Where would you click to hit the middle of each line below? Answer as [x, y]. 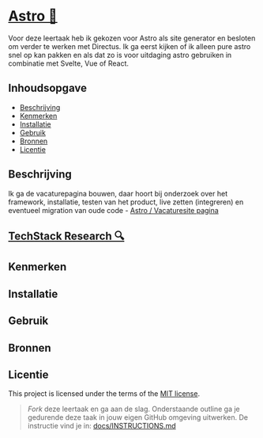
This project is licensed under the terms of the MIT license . [104, 394]
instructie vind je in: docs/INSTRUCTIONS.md [101, 426]
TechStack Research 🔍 [66, 236]
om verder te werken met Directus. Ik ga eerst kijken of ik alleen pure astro [130, 46]
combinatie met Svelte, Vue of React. [68, 63]
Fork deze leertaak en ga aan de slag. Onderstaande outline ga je [133, 409]
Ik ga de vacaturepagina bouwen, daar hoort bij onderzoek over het [118, 193]
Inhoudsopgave [47, 88]
